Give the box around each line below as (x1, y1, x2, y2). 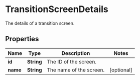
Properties (5, 35, 39, 43)
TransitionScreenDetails (5, 4, 109, 15)
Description (61, 49, 90, 56)
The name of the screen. (47, 66, 105, 73)
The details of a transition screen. (5, 20, 75, 26)
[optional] (109, 66, 133, 73)
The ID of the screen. (47, 58, 97, 65)
